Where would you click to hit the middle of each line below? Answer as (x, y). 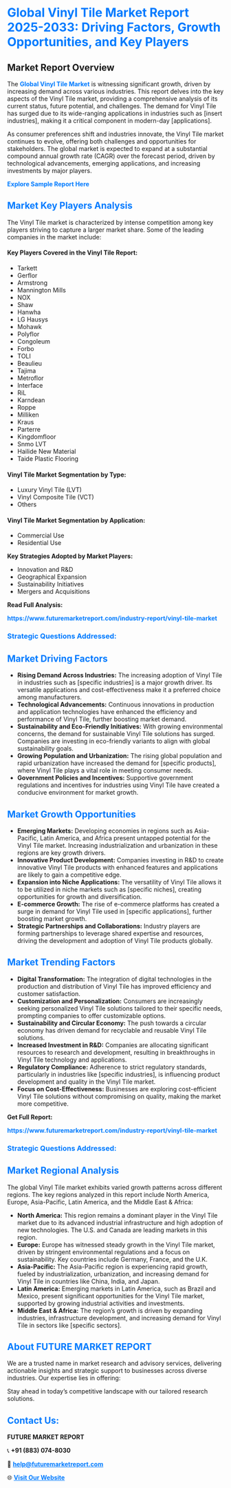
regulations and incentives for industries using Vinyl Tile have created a (118, 785)
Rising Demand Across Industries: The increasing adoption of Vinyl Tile (120, 675)
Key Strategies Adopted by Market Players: (70, 556)
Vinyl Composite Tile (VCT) (55, 497)
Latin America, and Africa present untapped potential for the (125, 838)
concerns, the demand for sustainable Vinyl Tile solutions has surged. (116, 734)
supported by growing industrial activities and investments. (101, 1303)
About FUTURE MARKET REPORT (80, 1347)
